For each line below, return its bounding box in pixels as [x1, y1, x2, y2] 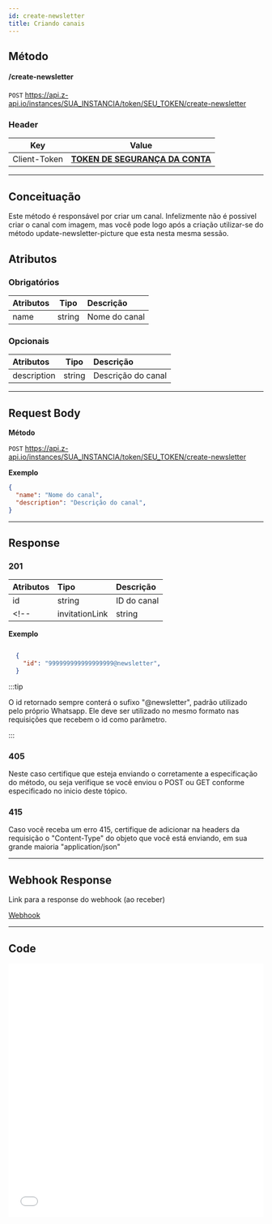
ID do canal [116, 595, 159, 607]
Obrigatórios [8, 277, 60, 288]
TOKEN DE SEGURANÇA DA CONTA [70, 153, 212, 165]
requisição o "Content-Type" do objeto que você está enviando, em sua [8, 833, 248, 844]
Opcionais [8, 335, 50, 346]
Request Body [8, 406, 81, 420]
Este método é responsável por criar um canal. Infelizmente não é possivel [8, 212, 257, 221]
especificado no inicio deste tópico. [8, 786, 128, 796]
